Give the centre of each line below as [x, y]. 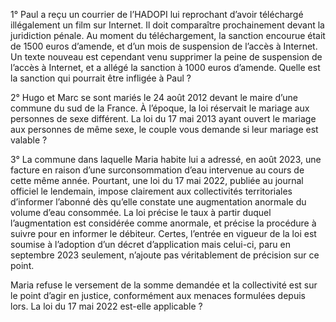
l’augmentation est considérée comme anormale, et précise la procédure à [163, 223]
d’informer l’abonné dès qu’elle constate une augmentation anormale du [158, 202]
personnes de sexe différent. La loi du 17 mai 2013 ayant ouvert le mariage [163, 118]
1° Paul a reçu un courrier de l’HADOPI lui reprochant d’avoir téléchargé [157, 14]
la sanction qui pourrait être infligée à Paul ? [101, 78]
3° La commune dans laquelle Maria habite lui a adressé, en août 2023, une [166, 159]
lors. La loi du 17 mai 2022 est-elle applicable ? [106, 306]
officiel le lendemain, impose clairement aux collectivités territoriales [151, 191]
